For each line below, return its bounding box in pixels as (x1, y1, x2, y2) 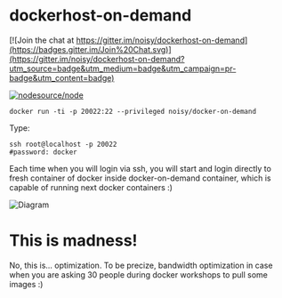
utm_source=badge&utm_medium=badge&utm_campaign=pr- (9, 63, 237, 74)
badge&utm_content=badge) (9, 72, 115, 83)
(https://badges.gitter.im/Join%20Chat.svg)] (9, 44, 172, 54)
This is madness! (9, 230, 138, 251)
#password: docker (9, 148, 77, 157)
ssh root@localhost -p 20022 (9, 140, 117, 149)
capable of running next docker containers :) (9, 181, 173, 192)
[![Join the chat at (9, 35, 75, 45)
